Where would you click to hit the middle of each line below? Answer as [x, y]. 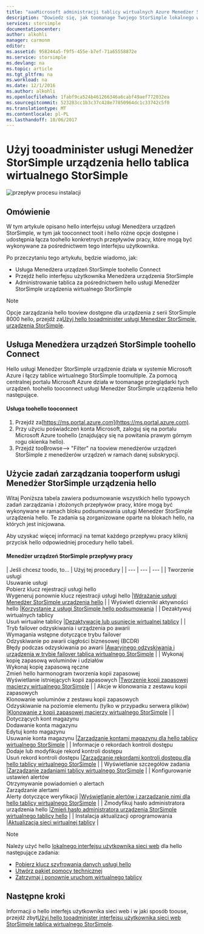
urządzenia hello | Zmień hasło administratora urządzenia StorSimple [92, 810]
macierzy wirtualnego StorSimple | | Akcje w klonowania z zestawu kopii [97, 686]
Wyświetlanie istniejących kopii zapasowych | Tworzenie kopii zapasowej [97, 680]
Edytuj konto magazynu [36, 732]
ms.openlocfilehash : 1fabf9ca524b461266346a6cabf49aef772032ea [88, 97]
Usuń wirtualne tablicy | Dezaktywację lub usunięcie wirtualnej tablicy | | [96, 622]
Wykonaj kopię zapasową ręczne [48, 667]
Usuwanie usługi [27, 583]
